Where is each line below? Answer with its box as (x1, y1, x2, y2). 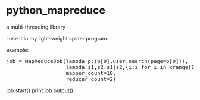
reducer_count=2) (65, 76, 117, 82)
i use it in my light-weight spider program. (6, 35, 109, 42)
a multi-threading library (6, 23, 66, 30)
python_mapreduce (6, 4, 106, 17)
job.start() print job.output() (6, 87, 73, 94)
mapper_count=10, (65, 70, 117, 76)
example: (6, 46, 29, 54)
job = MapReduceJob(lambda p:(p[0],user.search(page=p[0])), (6, 58, 189, 64)
